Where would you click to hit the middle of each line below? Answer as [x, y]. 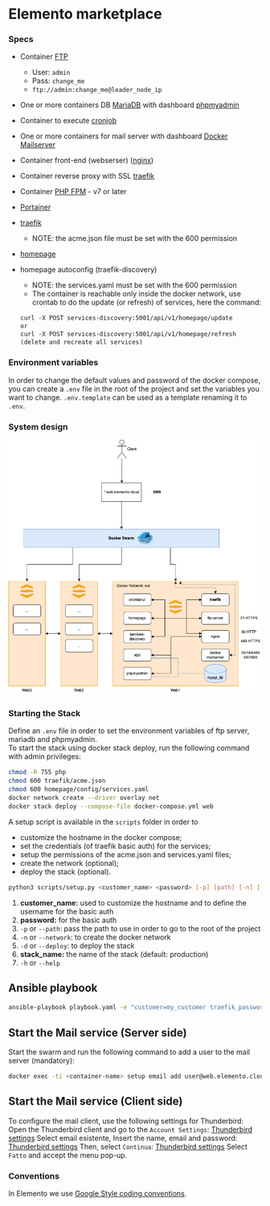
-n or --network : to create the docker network [95, 937]
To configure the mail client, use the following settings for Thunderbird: [126, 1121]
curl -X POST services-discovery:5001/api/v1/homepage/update [126, 318]
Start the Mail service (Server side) [98, 1032]
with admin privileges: [45, 756]
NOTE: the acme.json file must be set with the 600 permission [135, 238]
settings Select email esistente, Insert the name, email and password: [123, 1138]
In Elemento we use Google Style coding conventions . [98, 1194]
